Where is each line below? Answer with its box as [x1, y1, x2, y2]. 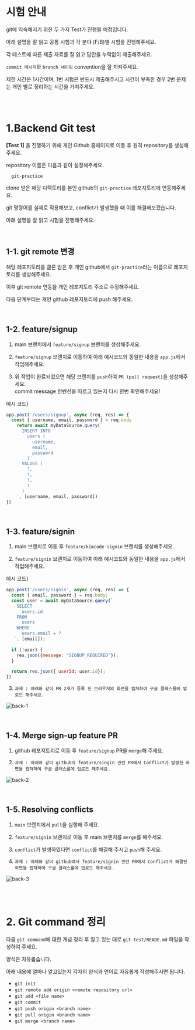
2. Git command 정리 [6, 915, 106, 929]
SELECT [16, 603, 33, 609]
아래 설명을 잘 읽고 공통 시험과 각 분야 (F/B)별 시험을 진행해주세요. [6, 38, 156, 45]
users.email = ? [21, 631, 61, 636]
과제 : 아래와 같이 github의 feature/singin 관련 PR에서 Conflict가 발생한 [14, 760, 184, 765]
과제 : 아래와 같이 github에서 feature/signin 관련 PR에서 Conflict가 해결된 [14, 859, 188, 865]
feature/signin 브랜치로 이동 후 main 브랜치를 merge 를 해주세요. [14, 834, 163, 841]
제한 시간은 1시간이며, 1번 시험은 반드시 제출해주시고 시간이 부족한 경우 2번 [6, 76, 175, 83]
